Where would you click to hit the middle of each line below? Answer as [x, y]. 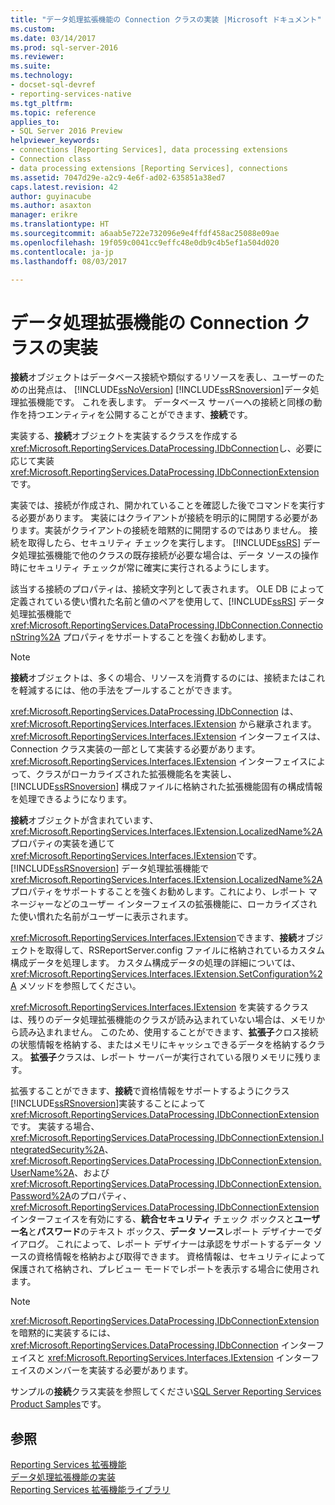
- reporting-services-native [71, 94]
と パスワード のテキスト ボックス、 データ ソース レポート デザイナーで [171, 1232]
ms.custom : [33, 29]
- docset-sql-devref [53, 85]
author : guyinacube [51, 196]
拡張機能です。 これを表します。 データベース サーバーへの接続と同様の [166, 402]
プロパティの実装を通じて [63, 843]
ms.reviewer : [37, 57]
